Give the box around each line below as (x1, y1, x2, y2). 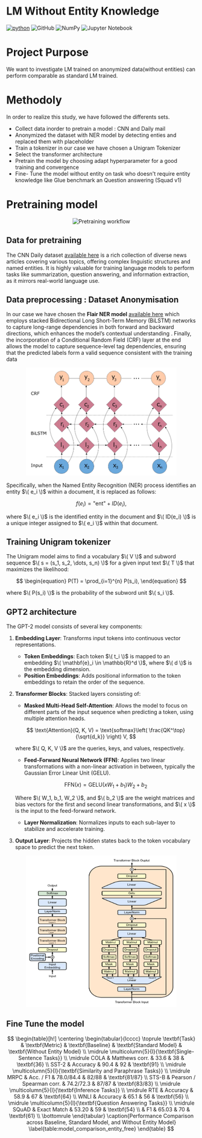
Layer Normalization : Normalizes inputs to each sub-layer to (24, 819, 176, 826)
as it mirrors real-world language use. (6, 277, 100, 284)
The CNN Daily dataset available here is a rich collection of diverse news (6, 251, 187, 259)
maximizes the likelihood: (6, 566, 69, 573)
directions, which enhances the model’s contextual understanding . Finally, (6, 330, 192, 337)
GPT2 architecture (6, 607, 77, 617)
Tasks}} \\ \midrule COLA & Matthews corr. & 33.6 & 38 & (43, 1054, 185, 1061)
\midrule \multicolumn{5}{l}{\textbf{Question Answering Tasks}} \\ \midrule (8, 1099, 195, 1107)
